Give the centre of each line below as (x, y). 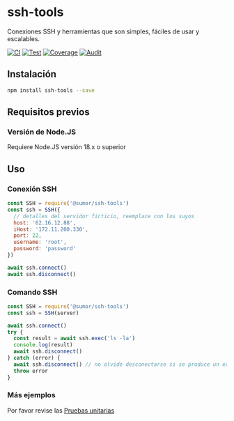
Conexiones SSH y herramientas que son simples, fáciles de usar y (103, 31)
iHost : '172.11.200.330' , (51, 229)
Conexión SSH (32, 189)
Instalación (32, 74)
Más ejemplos (31, 395)
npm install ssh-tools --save (51, 90)
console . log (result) (43, 345)
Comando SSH (32, 292)
